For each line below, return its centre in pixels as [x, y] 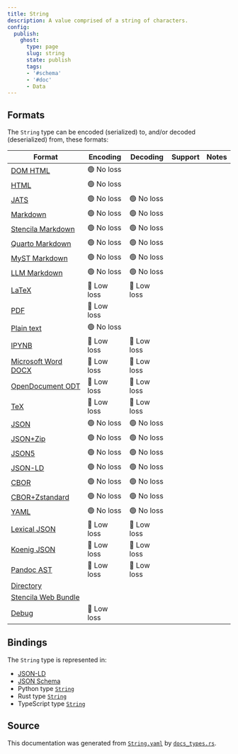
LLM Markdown [37, 273]
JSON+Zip [28, 438]
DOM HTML [31, 171]
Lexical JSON [33, 530]
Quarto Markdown [41, 244]
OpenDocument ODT [46, 387]
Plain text [27, 328]
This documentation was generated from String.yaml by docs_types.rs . [112, 743]
